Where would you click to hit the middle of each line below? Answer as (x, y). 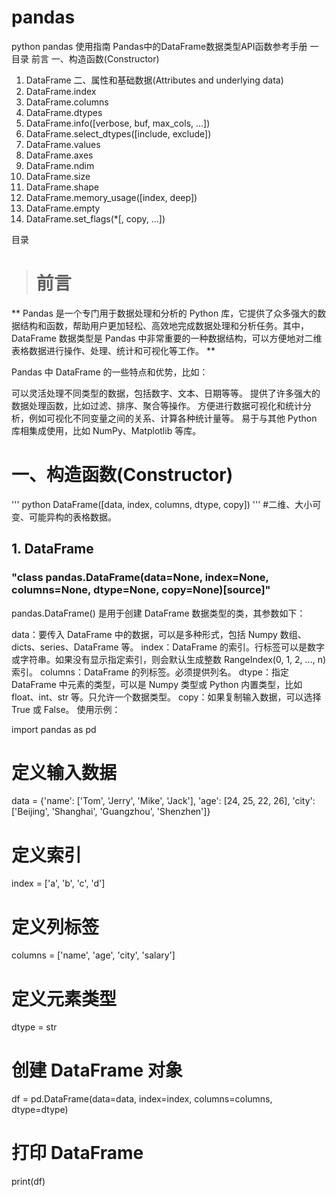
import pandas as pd (54, 729)
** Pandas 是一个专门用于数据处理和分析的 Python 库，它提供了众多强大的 (164, 313)
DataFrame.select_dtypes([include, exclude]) (118, 133)
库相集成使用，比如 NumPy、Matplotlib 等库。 (106, 430)
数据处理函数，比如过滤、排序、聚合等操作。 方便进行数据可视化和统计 (157, 405)
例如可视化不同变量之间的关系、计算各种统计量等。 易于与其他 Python (173, 418)
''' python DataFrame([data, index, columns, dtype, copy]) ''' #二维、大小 (162, 504)
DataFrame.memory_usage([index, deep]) (111, 197)
